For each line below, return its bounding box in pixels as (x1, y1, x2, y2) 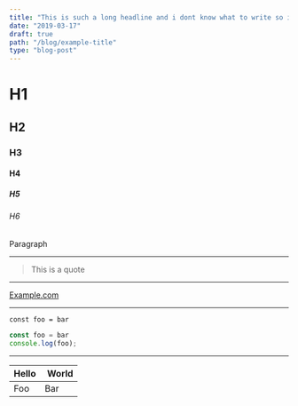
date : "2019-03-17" (9, 21, 82, 30)
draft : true (9, 29, 53, 38)
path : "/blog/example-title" (9, 37, 117, 47)
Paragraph (9, 238, 48, 249)
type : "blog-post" (9, 46, 77, 55)
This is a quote (30, 264, 86, 275)
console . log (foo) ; (9, 338, 77, 347)
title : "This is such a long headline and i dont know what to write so (9, 12, 284, 22)
